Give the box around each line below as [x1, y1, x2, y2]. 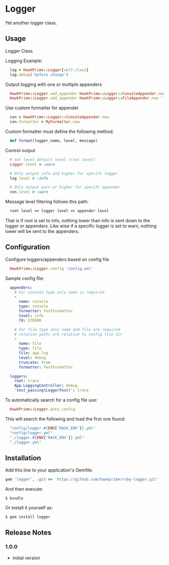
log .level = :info [10, 175, 49, 181]
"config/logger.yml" [10, 430, 53, 435]
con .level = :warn [10, 190, 49, 195]
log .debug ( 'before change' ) [10, 72, 69, 77]
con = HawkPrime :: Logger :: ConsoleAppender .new [10, 115, 109, 120]
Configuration [5, 243, 50, 252]
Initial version [12, 554, 40, 561]
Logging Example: [5, 58, 43, 64]
